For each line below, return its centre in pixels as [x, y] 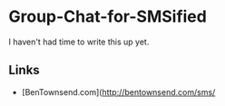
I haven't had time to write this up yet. [79, 42]
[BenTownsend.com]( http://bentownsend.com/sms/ [118, 92]
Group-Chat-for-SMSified [108, 17]
